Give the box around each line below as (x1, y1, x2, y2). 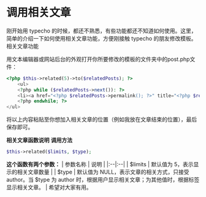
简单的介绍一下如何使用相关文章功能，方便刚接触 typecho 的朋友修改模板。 (6, 34, 197, 42)
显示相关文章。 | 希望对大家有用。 (6, 183, 92, 191)
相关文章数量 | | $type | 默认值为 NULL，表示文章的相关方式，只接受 (17, 168, 189, 176)
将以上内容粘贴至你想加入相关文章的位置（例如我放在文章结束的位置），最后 (6, 116, 197, 123)
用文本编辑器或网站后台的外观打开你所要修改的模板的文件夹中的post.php (6, 55, 190, 63)
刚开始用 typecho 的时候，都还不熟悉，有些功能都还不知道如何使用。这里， (6, 27, 197, 34)
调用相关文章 (6, 6, 72, 20)
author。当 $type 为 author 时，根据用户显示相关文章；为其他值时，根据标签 (6, 176, 200, 183)
